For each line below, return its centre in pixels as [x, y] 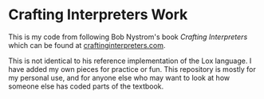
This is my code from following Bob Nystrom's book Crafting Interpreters [128, 37]
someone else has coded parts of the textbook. [86, 86]
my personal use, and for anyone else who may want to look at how [119, 77]
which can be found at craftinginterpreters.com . [87, 45]
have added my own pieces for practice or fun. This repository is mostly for [132, 69]
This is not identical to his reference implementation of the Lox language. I [130, 61]
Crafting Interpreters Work [98, 15]
